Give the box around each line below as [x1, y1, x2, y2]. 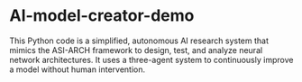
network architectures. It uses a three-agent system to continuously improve [9, 54, 294, 65]
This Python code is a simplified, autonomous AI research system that [9, 35, 269, 46]
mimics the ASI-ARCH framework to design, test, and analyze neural [9, 44, 263, 55]
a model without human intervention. [9, 64, 146, 75]
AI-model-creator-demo [9, 5, 195, 26]
